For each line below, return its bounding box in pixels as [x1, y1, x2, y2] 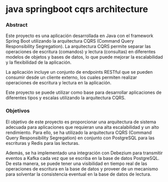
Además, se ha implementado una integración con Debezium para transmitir [6, 149, 163, 156]
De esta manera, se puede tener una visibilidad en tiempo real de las [6, 160, 147, 166]
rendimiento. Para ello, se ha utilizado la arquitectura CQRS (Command [6, 129, 152, 135]
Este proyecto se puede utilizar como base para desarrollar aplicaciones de [6, 89, 162, 96]
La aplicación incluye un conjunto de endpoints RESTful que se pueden [6, 69, 153, 75]
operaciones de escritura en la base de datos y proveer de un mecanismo [6, 165, 158, 171]
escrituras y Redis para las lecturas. [6, 140, 80, 146]
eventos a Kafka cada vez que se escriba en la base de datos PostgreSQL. [6, 155, 160, 161]
